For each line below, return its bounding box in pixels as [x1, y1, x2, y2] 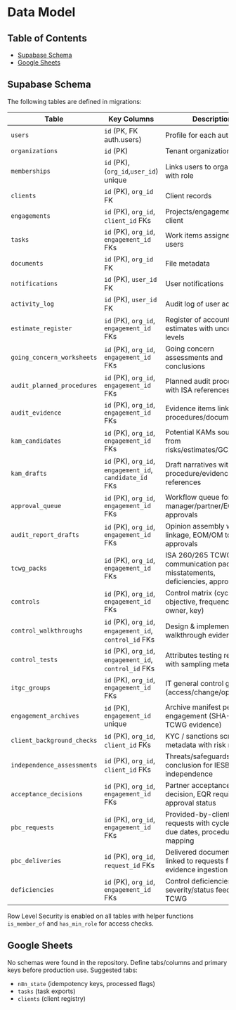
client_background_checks [11, 736, 98, 744]
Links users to [164, 162, 212, 171]
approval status [164, 798, 216, 808]
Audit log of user [164, 299, 220, 309]
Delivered [164, 847, 197, 857]
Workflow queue [164, 492, 220, 502]
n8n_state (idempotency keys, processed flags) [17, 979, 156, 988]
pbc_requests [11, 823, 55, 831]
